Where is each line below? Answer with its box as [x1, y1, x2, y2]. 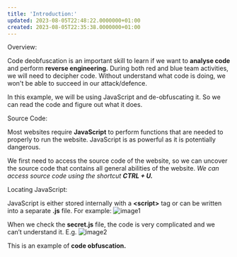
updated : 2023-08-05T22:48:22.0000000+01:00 [7, 17, 141, 24]
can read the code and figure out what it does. [7, 101, 143, 109]
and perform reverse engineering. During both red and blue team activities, [7, 64, 229, 73]
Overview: [7, 43, 37, 52]
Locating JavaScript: [7, 185, 68, 194]
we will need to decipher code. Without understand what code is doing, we [7, 72, 226, 80]
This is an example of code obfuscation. [7, 241, 127, 250]
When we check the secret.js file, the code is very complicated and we [7, 220, 216, 229]
